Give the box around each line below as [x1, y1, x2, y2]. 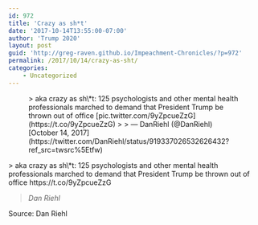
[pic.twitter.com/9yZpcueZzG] [96, 110, 196, 121]
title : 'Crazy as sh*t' [8, 19, 88, 27]
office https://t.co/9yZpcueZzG [8, 178, 112, 187]
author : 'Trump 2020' [8, 34, 81, 43]
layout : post [8, 42, 52, 50]
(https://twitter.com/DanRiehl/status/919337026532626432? [28, 136, 230, 145]
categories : [8, 64, 48, 72]
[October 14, [28, 128, 70, 137]
